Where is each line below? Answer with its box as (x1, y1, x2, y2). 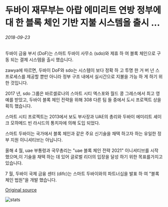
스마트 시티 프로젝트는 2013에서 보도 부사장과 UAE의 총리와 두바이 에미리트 (5, 114, 152, 120)
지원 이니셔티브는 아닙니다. (10, 137, 63, 143)
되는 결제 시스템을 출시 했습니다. (10, 57, 74, 63)
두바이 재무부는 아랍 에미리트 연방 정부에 (5, 5, 161, 16)
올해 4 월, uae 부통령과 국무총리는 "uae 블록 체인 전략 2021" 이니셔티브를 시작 (5, 147, 159, 153)
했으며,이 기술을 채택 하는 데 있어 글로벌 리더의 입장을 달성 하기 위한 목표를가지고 (5, 154, 163, 160)
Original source (5, 187, 37, 193)
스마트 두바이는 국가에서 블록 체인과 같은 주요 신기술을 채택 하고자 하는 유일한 (5, 131, 156, 137)
